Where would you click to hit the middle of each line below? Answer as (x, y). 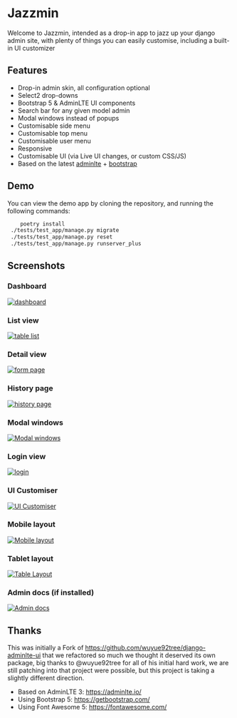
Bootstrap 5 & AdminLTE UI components (77, 103)
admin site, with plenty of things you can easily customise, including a (110, 40)
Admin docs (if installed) (51, 592)
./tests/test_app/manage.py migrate (65, 231)
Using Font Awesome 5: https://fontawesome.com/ (92, 707)
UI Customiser (33, 490)
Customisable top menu (52, 133)
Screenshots (36, 266)
